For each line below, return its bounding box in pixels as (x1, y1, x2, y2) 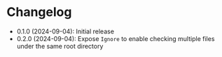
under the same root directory (16, 42, 104, 50)
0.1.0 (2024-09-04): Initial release (16, 27, 115, 35)
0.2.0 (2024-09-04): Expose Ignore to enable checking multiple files (16, 34, 215, 42)
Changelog (6, 4, 72, 20)
